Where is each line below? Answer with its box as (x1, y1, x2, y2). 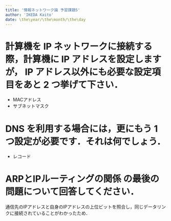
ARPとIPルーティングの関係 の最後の (5, 173, 160, 185)
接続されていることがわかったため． (14, 210, 91, 216)
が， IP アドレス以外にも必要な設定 (5, 66, 152, 78)
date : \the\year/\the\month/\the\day (5, 17, 86, 22)
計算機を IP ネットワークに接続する (5, 40, 153, 52)
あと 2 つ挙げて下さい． (23, 79, 123, 90)
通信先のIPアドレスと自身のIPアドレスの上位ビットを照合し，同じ (5, 204, 144, 210)
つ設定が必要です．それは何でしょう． (5, 136, 166, 147)
